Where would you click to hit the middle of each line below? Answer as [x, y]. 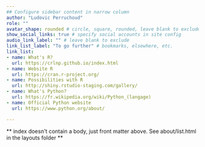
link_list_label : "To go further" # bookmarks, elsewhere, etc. [90, 46]
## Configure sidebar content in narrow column [68, 12]
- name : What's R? [30, 57]
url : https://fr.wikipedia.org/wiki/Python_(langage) [81, 97]
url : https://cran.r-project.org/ [56, 74]
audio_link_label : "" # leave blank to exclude [68, 40]
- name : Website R [30, 69]
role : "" [17, 23]
